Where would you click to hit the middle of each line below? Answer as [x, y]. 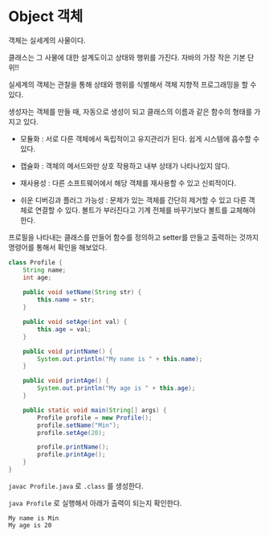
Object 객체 [46, 16]
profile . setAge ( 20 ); [71, 432]
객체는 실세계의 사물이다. [47, 40]
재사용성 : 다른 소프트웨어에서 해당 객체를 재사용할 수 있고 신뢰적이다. [128, 182]
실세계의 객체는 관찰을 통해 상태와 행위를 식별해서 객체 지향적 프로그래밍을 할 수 [132, 84]
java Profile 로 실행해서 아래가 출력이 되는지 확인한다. [95, 502]
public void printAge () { [66, 381]
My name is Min [34, 518]
